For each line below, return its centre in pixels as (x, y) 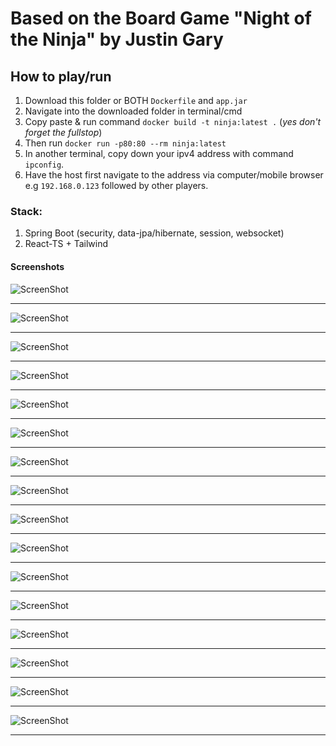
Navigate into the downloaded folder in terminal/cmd (133, 111)
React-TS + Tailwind (66, 244)
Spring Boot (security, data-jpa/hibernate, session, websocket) (154, 233)
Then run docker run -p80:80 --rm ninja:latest (125, 143)
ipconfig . (44, 164)
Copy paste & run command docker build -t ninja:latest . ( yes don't (173, 121)
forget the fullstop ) (63, 132)
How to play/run (61, 76)
